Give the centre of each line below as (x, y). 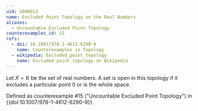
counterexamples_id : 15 (35, 33)
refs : (13, 39)
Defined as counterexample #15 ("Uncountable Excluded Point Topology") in (99, 96)
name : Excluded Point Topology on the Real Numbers (71, 17)
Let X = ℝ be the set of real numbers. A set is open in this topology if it (92, 78)
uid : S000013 (22, 11)
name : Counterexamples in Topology (61, 50)
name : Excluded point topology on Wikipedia (72, 60)
